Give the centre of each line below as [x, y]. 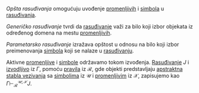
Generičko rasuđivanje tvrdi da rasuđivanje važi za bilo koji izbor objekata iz [100, 27]
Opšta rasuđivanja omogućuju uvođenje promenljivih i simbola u [85, 9]
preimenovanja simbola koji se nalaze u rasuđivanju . [70, 51]
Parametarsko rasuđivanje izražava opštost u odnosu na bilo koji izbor [93, 44]
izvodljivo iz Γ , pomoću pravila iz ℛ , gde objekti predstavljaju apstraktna [94, 69]
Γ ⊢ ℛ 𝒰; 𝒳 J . [19, 83]
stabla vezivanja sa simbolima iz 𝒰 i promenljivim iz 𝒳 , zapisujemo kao [93, 76]
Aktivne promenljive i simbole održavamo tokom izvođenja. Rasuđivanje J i [98, 62]
